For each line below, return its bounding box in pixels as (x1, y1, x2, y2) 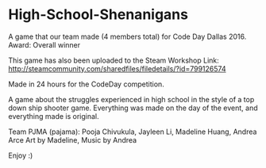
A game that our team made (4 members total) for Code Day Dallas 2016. (8, 32, 247, 41)
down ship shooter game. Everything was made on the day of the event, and (8, 103, 258, 113)
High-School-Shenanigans (8, 6, 189, 24)
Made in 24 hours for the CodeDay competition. (8, 79, 164, 89)
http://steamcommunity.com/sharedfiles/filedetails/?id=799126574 (8, 63, 226, 73)
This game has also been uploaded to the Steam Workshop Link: (8, 55, 220, 65)
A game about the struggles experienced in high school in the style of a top (8, 94, 255, 104)
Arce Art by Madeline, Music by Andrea (8, 135, 137, 144)
